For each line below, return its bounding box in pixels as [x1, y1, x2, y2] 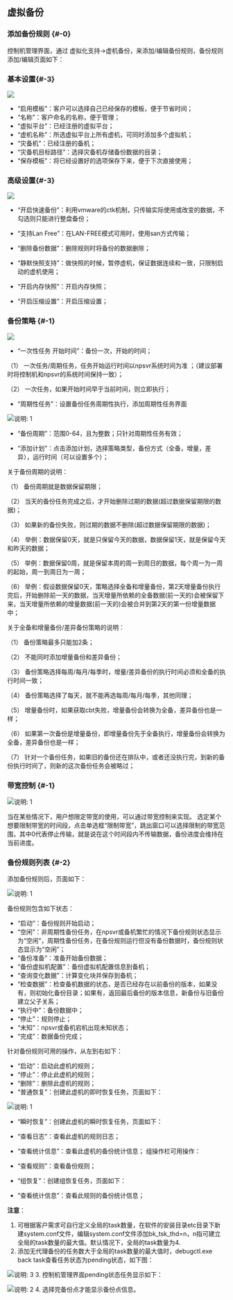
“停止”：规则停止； [17, 1015, 72, 1023]
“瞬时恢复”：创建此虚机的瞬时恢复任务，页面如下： [17, 1118, 163, 1126]
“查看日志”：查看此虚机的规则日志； [17, 1132, 121, 1141]
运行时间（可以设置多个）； [32, 452, 109, 461]
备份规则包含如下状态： [7, 904, 74, 913]
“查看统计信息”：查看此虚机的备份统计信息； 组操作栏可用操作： [17, 1147, 201, 1155]
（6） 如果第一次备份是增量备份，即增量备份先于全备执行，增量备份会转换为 [7, 729, 225, 738]
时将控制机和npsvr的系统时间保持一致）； [7, 370, 124, 378]
